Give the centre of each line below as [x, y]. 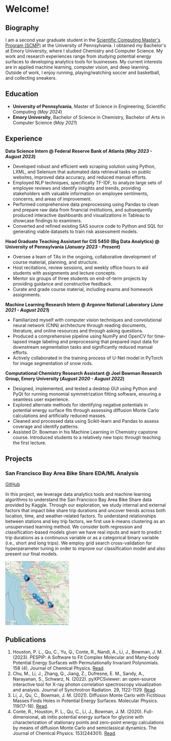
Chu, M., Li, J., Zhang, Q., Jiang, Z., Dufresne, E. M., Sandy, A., [78, 673]
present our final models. [32, 554]
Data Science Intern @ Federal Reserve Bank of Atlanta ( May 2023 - [79, 151]
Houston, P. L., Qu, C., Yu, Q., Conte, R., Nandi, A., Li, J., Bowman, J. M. [88, 652]
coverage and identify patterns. [46, 426]
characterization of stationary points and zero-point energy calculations [88, 722]
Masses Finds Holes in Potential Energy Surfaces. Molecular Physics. [85, 701]
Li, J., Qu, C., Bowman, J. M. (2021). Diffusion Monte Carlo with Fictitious [89, 695]
